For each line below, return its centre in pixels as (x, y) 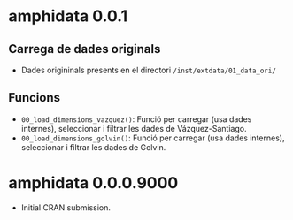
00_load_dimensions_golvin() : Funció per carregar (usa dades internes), (153, 138)
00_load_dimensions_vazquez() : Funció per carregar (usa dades (136, 119)
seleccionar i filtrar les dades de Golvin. (93, 147)
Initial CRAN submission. (66, 207)
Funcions (35, 98)
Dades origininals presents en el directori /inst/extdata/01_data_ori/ (148, 70)
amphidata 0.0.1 (68, 16)
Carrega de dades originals (85, 49)
